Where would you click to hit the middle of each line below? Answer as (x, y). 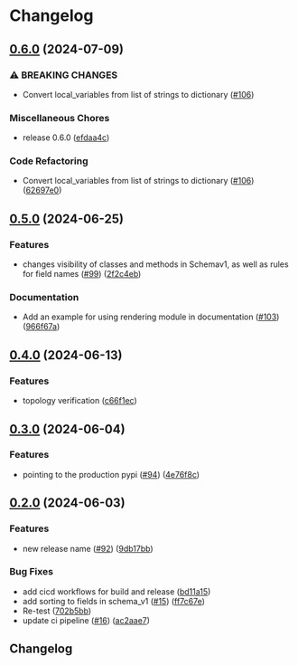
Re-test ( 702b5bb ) (57, 611)
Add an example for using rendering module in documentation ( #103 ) (151, 317)
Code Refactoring (49, 161)
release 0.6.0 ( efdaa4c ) (66, 138)
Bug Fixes (32, 572)
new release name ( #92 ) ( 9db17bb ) (88, 548)
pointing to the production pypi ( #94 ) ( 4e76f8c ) (111, 474)
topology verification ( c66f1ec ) (79, 401)
